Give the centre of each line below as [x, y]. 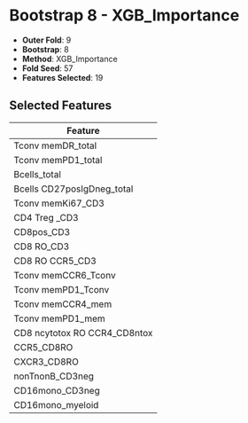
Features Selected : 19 [62, 77]
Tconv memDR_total [55, 145]
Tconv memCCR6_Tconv [65, 275]
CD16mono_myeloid [56, 404]
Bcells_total [38, 174]
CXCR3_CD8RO [46, 362]
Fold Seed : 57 [47, 68]
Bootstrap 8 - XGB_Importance [124, 16]
